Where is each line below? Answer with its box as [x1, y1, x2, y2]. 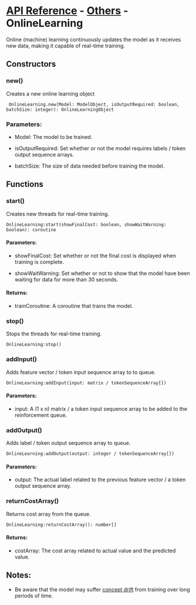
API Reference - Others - [6, 4, 129, 18]
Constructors [6, 59, 56, 69]
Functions [6, 179, 44, 189]
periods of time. [14, 592, 53, 599]
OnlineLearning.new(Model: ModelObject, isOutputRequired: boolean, [8, 101, 180, 107]
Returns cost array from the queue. [6, 510, 91, 517]
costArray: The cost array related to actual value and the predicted [14, 547, 176, 554]
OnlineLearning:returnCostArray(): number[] [6, 522, 117, 528]
